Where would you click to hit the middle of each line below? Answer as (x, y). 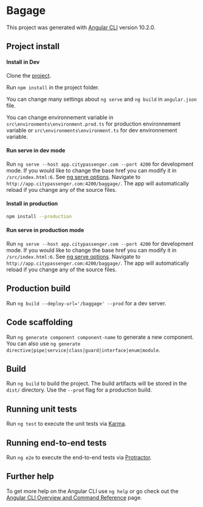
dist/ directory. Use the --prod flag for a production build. (79, 390)
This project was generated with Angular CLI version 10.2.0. (81, 27)
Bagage (26, 11)
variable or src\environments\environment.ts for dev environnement (92, 130)
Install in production (32, 203)
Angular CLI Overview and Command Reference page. (74, 497)
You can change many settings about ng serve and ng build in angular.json (101, 99)
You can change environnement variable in (60, 117)
